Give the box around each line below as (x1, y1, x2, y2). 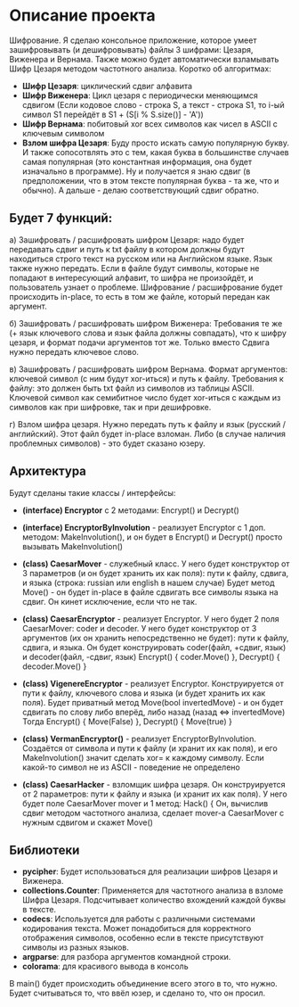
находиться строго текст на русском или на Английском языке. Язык (9, 253, 273, 264)
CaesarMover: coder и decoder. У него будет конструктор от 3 (21, 623, 257, 633)
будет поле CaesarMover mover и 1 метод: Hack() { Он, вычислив (21, 797, 269, 808)
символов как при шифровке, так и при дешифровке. (9, 401, 212, 412)
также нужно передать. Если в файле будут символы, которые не (9, 262, 260, 273)
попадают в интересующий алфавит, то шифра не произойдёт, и (9, 272, 254, 283)
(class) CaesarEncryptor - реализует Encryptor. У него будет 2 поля (21, 613, 279, 624)
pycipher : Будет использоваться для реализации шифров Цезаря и (21, 866, 279, 877)
